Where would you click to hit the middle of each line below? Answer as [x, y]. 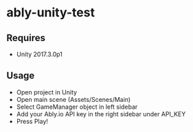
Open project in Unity [46, 92]
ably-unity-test [51, 13]
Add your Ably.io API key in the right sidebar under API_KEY [101, 114]
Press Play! [32, 121]
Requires [26, 38]
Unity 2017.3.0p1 [39, 54]
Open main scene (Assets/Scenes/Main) [73, 99]
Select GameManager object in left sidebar [77, 107]
